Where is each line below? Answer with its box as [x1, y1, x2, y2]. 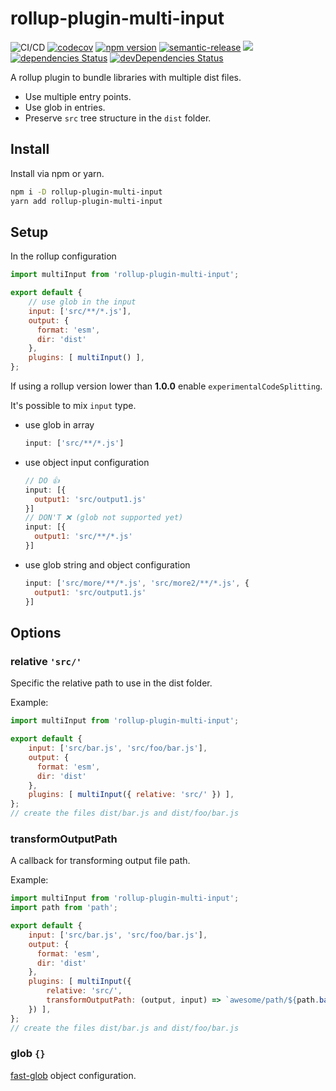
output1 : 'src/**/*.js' [34, 532, 133, 542]
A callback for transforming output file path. [10, 855, 191, 867]
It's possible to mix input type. [10, 400, 137, 412]
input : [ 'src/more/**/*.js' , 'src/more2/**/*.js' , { [24, 578, 250, 588]
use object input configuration [24, 456, 150, 468]
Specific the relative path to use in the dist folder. [10, 677, 213, 689]
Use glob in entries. [24, 101, 106, 113]
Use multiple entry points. [24, 90, 132, 102]
